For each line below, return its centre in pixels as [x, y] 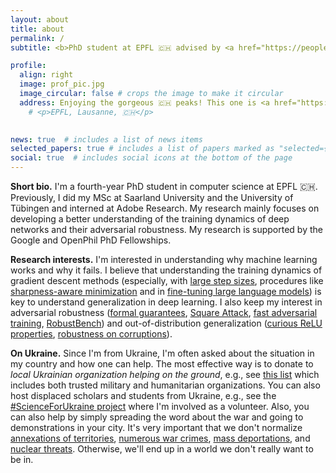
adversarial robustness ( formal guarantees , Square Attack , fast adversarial [164, 312]
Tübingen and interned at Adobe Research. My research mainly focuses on [165, 208]
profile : [28, 66]
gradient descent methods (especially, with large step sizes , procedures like [167, 280]
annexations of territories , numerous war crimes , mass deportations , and [160, 438]
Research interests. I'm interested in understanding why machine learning [164, 259]
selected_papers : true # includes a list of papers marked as [142, 149]
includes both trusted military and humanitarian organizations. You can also [165, 385]
